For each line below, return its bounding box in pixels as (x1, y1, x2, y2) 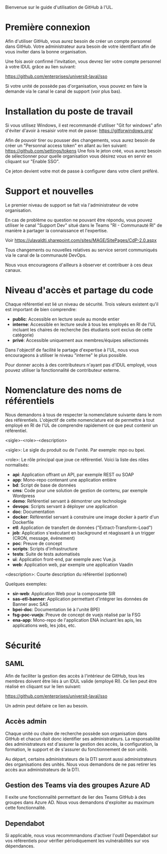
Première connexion (5, 22, 91, 33)
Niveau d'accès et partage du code (5, 285, 154, 296)
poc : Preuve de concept (12, 540, 62, 546)
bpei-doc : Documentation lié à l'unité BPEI (12, 606, 100, 612)
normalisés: (5, 462, 29, 468)
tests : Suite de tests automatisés (12, 551, 80, 557)
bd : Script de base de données (12, 482, 76, 488)
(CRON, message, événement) (12, 535, 75, 541)
